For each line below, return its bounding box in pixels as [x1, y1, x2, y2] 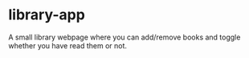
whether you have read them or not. [8, 40, 127, 50]
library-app [8, 6, 86, 24]
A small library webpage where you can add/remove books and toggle [8, 32, 241, 42]
